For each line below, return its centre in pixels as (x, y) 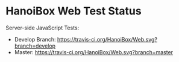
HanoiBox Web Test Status (74, 11)
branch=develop (35, 46)
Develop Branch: (35, 39)
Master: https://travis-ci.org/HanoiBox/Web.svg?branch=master (93, 52)
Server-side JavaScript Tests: (42, 28)
